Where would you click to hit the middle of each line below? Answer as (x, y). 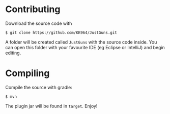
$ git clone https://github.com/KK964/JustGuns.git (61, 32)
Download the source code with (39, 23)
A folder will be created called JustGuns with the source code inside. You (81, 42)
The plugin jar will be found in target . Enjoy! (51, 106)
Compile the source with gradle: (39, 87)
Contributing (33, 9)
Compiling (27, 73)
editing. (13, 53)
